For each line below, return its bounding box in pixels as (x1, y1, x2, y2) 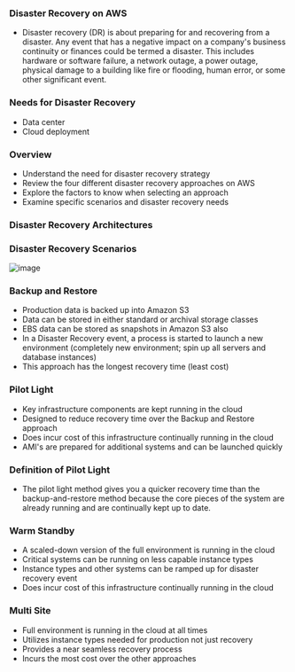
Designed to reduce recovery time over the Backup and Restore (21, 413, 255, 424)
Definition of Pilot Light (9, 464, 111, 476)
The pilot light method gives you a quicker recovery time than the (21, 484, 260, 494)
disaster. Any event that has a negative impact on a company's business (21, 36, 286, 47)
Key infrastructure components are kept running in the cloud (21, 403, 244, 414)
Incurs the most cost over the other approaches (21, 652, 197, 663)
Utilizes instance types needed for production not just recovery (21, 634, 253, 645)
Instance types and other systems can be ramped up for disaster (21, 564, 260, 574)
